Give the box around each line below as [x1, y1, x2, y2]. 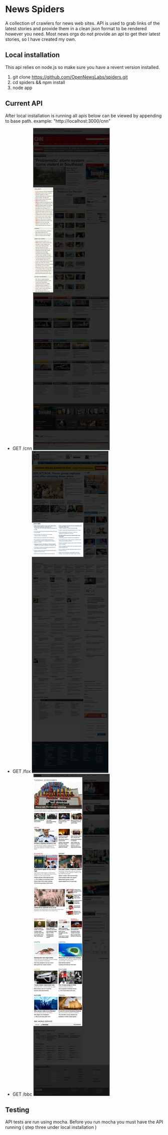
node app [12, 85, 33, 91]
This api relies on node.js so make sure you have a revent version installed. [5, 64, 160, 70]
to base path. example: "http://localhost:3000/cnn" [5, 118, 111, 124]
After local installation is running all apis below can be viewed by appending [5, 112, 162, 119]
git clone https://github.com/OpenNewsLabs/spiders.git [12, 74, 128, 80]
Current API [5, 99, 43, 108]
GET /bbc [12, 1091, 33, 1097]
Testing [5, 1105, 30, 1114]
